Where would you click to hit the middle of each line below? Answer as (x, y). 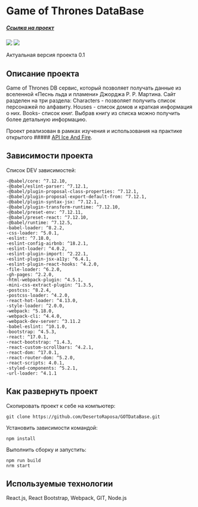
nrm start (18, 465)
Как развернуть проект (52, 392)
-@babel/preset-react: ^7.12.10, (47, 217)
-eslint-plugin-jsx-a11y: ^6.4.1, (49, 259)
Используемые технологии (60, 484)
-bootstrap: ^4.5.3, (32, 332)
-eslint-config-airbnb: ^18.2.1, (47, 243)
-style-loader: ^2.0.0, (36, 306)
